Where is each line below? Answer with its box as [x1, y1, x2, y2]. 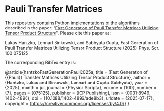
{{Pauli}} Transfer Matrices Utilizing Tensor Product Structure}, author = [5, 74, 151, 80]
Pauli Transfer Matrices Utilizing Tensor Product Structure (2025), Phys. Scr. [5, 45, 160, 51]
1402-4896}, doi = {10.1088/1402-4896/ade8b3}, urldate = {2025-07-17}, [5, 95, 154, 101]
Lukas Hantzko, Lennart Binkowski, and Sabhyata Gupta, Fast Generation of [5, 39, 159, 45]
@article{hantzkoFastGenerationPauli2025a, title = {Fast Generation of [5, 69, 148, 75]
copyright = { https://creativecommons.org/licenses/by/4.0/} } [5, 100, 130, 106]
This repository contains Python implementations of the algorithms [5, 20, 140, 26]
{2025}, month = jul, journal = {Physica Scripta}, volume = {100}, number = [5, 84, 157, 90]
